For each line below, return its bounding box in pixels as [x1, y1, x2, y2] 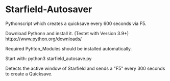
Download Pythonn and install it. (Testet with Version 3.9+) [5, 30, 129, 36]
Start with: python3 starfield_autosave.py [5, 55, 92, 62]
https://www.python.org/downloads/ [5, 36, 82, 42]
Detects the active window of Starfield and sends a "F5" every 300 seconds [5, 65, 165, 71]
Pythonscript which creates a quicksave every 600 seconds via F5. [5, 20, 147, 26]
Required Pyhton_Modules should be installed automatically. [5, 45, 132, 51]
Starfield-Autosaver [5, 4, 92, 15]
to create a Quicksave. [5, 70, 53, 77]
